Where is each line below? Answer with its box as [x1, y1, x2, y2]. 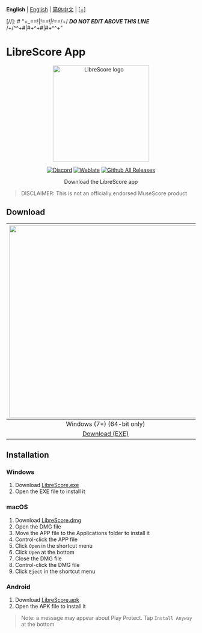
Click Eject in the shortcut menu [14, 568, 96, 575]
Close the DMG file [14, 555, 62, 562]
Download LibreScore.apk [14, 596, 79, 604]
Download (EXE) [82, 429, 129, 438]
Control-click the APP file [14, 536, 78, 543]
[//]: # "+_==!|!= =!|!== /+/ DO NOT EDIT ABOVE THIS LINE [6, 18, 150, 25]
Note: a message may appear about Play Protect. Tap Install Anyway [20, 614, 192, 622]
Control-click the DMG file [14, 561, 80, 568]
